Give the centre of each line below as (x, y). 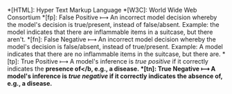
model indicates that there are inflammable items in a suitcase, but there (110, 32)
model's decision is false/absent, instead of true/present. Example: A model (115, 47)
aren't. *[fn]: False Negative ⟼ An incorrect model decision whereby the (111, 39)
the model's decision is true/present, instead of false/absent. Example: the (113, 25)
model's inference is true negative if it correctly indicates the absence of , (115, 76)
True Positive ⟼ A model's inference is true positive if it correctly (115, 61)
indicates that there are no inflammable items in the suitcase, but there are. (114, 54)
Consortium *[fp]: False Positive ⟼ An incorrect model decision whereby (112, 17)
